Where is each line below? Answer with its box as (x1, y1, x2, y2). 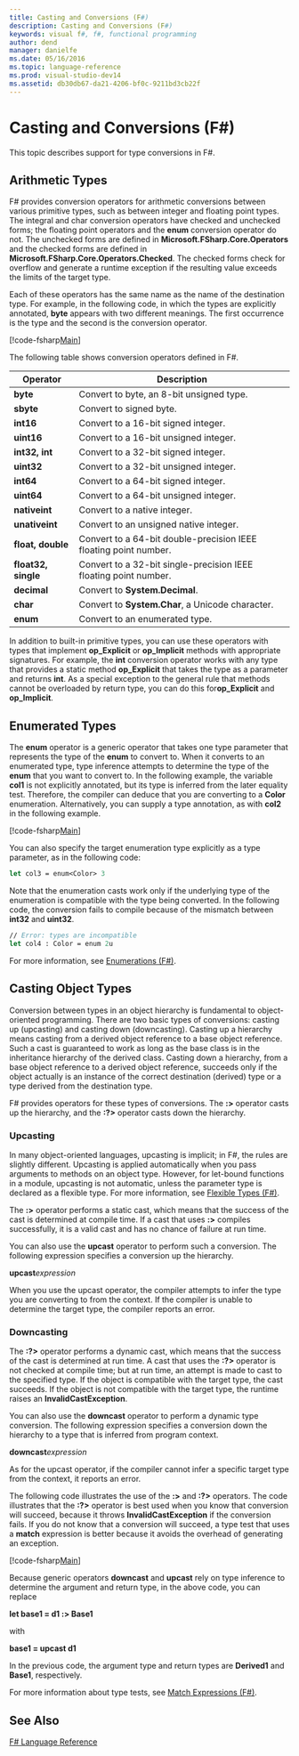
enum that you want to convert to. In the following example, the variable (9, 771, 273, 781)
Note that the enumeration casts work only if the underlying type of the (9, 886, 271, 896)
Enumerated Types (9, 718, 117, 733)
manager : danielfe (9, 46, 77, 55)
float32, (13, 558, 48, 570)
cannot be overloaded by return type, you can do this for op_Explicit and (9, 683, 275, 694)
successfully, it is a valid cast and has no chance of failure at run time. (9, 1223, 267, 1234)
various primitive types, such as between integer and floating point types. (9, 206, 279, 216)
